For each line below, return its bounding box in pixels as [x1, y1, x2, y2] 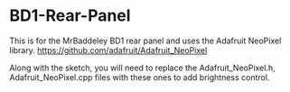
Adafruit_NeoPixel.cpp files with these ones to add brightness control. [9, 71, 270, 82]
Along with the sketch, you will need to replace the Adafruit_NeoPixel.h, [9, 62, 276, 73]
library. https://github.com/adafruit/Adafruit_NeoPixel [9, 44, 208, 55]
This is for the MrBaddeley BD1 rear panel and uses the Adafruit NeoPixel [9, 35, 282, 46]
